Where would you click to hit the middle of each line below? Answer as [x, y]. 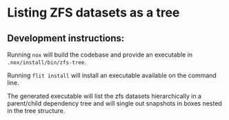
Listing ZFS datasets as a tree [93, 13]
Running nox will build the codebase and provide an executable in [100, 54]
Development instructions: [66, 38]
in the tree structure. [36, 111]
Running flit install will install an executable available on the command [112, 75]
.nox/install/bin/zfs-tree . [47, 62]
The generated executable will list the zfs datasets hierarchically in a [104, 96]
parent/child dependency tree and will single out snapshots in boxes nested [114, 103]
